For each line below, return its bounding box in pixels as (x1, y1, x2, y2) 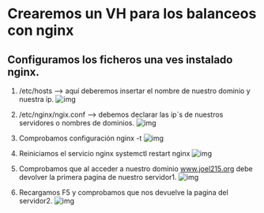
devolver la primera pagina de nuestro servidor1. (18, 173, 177, 181)
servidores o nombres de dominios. (18, 118, 135, 127)
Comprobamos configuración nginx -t (18, 133, 142, 143)
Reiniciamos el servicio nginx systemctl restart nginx (18, 149, 190, 158)
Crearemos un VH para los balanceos (7, 5, 257, 23)
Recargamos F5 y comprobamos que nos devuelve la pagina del (18, 188, 228, 197)
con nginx (7, 21, 74, 39)
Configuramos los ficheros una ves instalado (7, 53, 233, 66)
